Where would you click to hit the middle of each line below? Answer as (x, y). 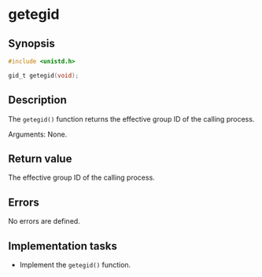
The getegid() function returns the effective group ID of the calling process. (131, 118)
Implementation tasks (63, 246)
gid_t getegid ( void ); (44, 75)
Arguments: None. (38, 134)
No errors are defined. (44, 221)
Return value (40, 159)
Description (37, 100)
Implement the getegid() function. (75, 265)
